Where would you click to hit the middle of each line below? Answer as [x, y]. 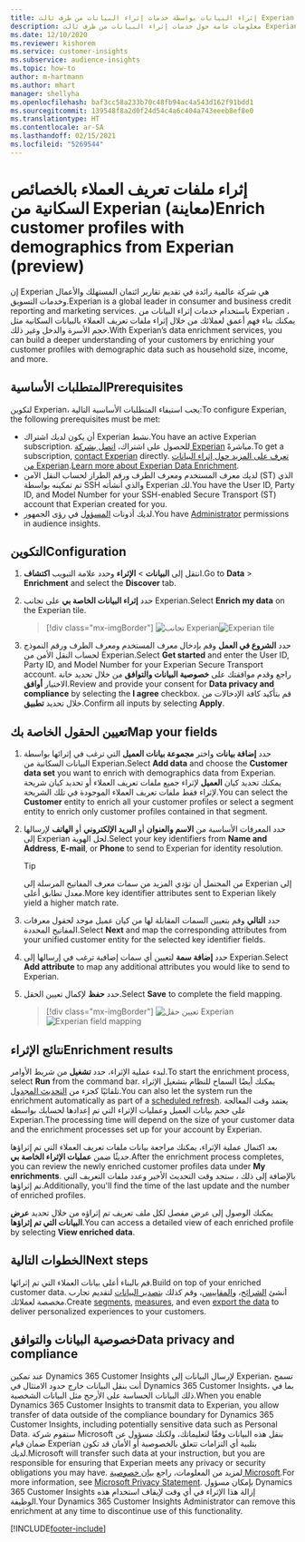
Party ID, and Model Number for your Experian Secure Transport [143, 665]
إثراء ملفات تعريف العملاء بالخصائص [129, 189]
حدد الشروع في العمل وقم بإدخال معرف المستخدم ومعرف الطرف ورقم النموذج [157, 646]
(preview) [48, 266]
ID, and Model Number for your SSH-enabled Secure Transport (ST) [150, 494]
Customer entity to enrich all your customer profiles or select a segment [158, 802]
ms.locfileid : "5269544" [57, 144]
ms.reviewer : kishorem [53, 43]
